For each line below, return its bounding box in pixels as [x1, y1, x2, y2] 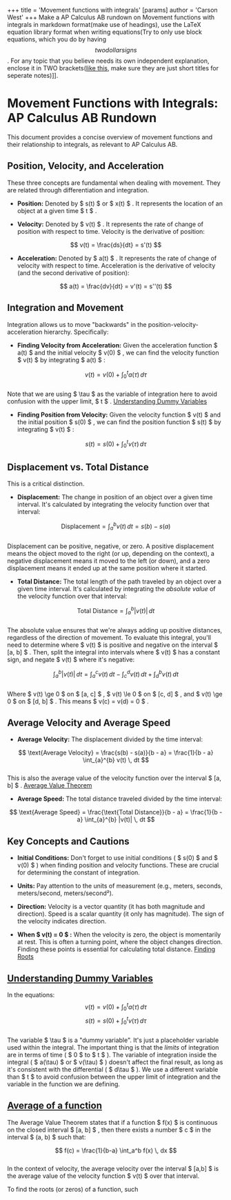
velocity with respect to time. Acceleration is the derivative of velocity [17, 261, 216, 270]
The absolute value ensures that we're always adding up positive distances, [7, 626, 223, 634]
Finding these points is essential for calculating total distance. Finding [17, 945, 216, 954]
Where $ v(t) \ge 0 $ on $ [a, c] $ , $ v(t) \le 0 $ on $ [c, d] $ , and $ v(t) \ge [7, 690, 223, 698]
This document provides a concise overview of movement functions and [7, 132, 213, 141]
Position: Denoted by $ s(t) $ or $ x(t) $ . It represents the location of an [17, 199, 223, 208]
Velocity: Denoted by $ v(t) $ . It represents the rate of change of [17, 220, 204, 228]
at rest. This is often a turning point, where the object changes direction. [17, 938, 223, 946]
